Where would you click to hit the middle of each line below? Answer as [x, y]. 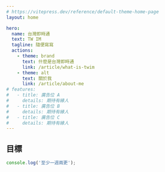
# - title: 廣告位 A [33, 95]
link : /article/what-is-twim [58, 67]
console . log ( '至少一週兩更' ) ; [41, 163]
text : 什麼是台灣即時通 [48, 61]
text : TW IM [27, 40]
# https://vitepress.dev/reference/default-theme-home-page [83, 12]
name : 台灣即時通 [31, 34]
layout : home [22, 17]
